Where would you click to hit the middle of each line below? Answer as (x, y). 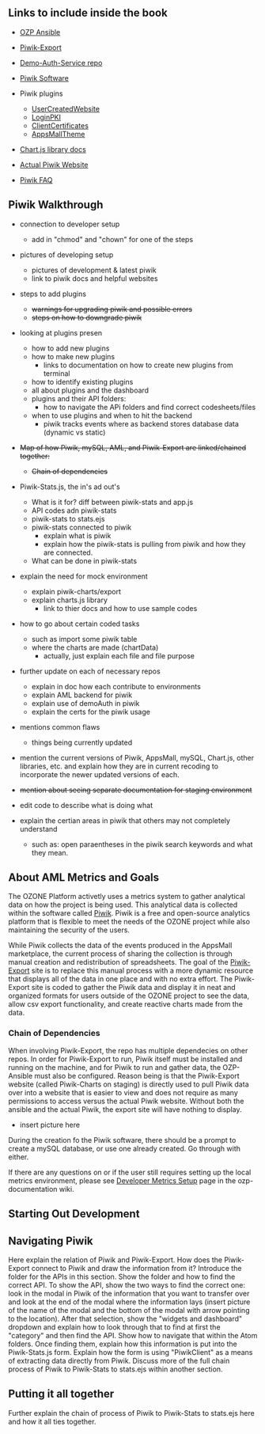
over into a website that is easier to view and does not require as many (123, 1092)
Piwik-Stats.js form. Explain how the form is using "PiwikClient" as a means (131, 1352)
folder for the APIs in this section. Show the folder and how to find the (122, 1277)
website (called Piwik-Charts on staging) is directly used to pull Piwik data (129, 1084)
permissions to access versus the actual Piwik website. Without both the (126, 1101)
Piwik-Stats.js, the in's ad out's (70, 487)
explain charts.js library (70, 600)
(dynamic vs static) (74, 432)
